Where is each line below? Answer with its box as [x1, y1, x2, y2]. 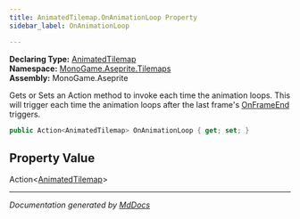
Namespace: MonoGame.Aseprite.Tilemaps [9, 63, 171, 74]
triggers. [9, 109, 41, 119]
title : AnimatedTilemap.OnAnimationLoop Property [9, 12, 198, 22]
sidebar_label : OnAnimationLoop [9, 21, 129, 30]
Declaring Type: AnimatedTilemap [9, 53, 137, 64]
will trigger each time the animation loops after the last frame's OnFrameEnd [9, 99, 290, 109]
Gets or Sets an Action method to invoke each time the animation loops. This [9, 90, 291, 101]
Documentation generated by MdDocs [9, 199, 150, 210]
